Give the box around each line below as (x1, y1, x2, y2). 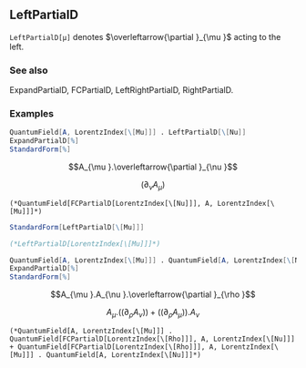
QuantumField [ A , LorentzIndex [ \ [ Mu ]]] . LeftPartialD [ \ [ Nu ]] (9, 128, 247, 138)
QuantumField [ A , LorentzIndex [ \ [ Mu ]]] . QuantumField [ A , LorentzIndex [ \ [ (9, 255, 296, 265)
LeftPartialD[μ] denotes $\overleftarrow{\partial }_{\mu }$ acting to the (9, 31, 281, 42)
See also (9, 64, 48, 77)
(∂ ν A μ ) (140, 179, 166, 192)
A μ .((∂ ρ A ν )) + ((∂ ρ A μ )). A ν (106, 307, 200, 320)
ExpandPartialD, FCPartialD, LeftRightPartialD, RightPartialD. (9, 85, 234, 96)
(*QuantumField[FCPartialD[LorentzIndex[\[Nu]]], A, (9, 199, 214, 208)
